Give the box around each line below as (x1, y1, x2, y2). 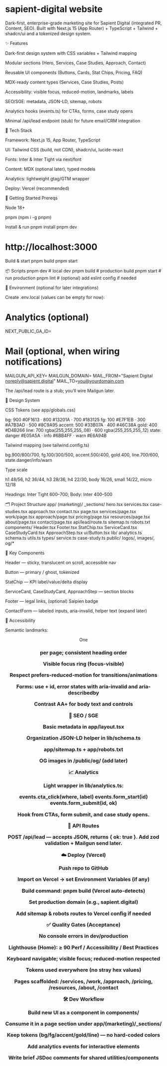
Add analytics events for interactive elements (27, 1043, 140, 1050)
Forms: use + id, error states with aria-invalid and (16, 683, 138, 690)
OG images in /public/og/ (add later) (39, 757, 128, 764)
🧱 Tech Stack (5, 127, 32, 133)
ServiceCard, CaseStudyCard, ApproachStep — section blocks (5, 588, 134, 594)
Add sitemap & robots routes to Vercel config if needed (15, 910, 152, 917)
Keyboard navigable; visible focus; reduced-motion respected (6, 955, 161, 962)
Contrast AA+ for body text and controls (34, 701, 133, 708)
